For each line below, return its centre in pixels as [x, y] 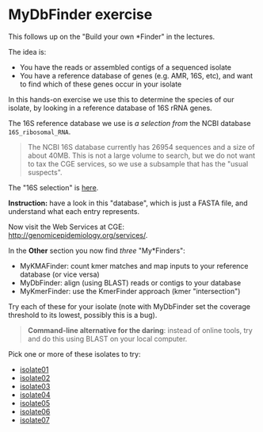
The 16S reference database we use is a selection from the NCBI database [130, 123]
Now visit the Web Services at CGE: [67, 227]
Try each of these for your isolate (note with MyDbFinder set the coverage [130, 306]
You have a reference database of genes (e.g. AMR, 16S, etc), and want [136, 75]
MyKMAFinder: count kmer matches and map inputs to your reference [134, 266]
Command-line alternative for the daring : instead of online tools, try [140, 330]
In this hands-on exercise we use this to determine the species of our [121, 99]
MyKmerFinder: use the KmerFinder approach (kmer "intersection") [130, 291]
